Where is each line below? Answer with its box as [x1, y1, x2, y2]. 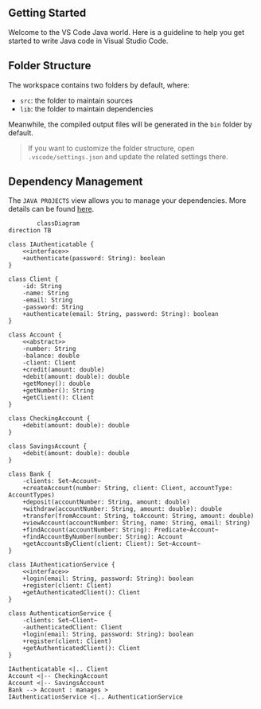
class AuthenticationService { [8, 610, 112, 617]
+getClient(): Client [22, 394, 94, 402]
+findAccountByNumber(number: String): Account [22, 533, 183, 541]
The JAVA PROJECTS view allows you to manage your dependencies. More [8, 196, 247, 205]
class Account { [8, 331, 62, 339]
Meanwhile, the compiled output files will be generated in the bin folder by [8, 119, 252, 129]
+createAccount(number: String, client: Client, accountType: [22, 485, 233, 493]
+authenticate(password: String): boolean [22, 255, 166, 263]
